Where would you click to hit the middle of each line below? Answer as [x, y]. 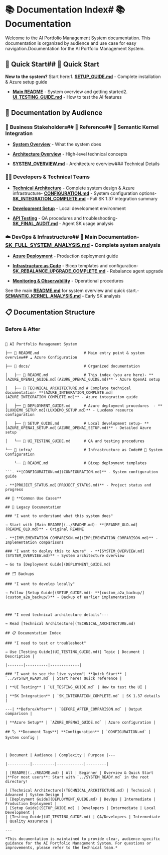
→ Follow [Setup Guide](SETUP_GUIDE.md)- [49, 593]
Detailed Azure [135, 428]
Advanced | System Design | [35, 795]
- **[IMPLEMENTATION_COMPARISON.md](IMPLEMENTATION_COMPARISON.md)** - [81, 538]
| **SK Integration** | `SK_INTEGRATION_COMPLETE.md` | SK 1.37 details [83, 696]
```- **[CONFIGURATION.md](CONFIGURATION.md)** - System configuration [81, 472]
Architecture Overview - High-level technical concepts [70, 154]
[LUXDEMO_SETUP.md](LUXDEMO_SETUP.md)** [48, 410]
